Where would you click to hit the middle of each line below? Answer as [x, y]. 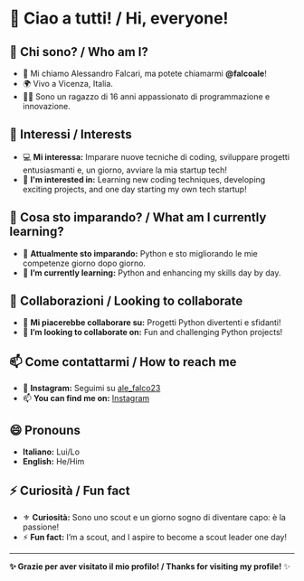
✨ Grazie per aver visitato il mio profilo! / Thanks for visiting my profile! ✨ [150, 566]
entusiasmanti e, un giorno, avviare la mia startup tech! [125, 170]
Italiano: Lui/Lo [51, 452]
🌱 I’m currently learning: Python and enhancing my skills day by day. [152, 272]
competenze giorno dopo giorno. [84, 263]
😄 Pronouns [45, 430]
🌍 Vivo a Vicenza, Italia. [67, 84]
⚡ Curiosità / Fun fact [70, 491]
